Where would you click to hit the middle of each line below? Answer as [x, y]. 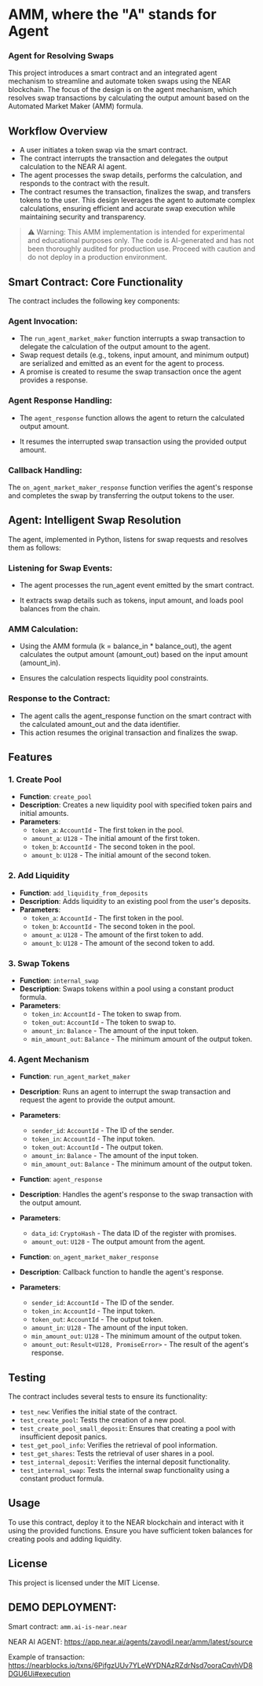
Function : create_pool [56, 797]
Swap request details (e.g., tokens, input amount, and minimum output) [134, 355]
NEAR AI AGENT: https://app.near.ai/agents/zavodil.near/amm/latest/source [131, 1641]
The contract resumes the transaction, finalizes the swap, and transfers [135, 192]
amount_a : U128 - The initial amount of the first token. [115, 839]
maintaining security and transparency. [83, 217]
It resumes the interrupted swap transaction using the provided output [133, 441]
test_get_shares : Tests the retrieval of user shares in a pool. [117, 1454]
